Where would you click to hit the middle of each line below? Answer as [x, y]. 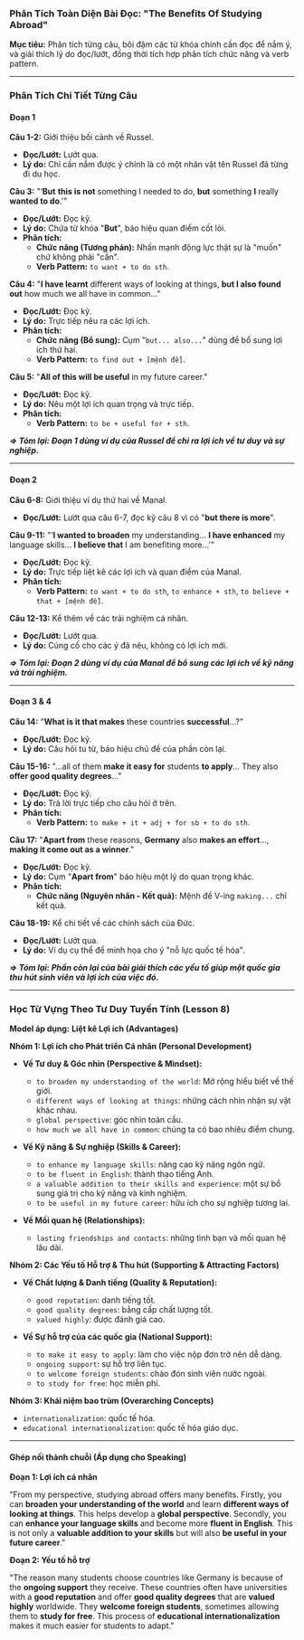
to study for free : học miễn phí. [98, 1383]
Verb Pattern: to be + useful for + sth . [113, 423]
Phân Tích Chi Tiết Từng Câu [73, 96]
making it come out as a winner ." [72, 849]
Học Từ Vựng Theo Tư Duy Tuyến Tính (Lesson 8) [120, 1009]
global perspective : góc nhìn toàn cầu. [109, 1120]
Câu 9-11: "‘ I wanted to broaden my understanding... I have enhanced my [147, 535]
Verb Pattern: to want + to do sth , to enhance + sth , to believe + [162, 591]
